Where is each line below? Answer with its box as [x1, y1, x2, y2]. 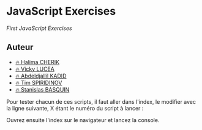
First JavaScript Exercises [6, 24, 72, 32]
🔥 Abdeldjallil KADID [15, 72, 67, 79]
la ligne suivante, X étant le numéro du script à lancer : [6, 104, 144, 112]
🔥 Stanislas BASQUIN [15, 85, 70, 93]
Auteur [6, 42, 34, 52]
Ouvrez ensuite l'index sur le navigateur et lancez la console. [6, 116, 160, 123]
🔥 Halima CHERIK [15, 58, 60, 65]
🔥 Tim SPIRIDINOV [15, 79, 62, 86]
